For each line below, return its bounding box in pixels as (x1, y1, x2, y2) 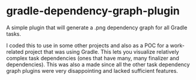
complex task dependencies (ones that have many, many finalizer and (6, 54, 179, 61)
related (6, 48, 24, 55)
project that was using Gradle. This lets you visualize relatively (25, 48, 179, 55)
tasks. (6, 30, 22, 37)
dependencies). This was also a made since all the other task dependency (6, 61, 191, 68)
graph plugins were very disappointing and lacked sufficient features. (6, 67, 179, 74)
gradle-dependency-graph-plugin (6, 4, 180, 18)
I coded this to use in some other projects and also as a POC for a (6, 42, 169, 49)
